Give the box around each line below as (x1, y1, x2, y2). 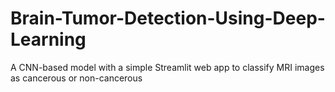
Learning (10, 28, 87, 51)
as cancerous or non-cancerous (10, 72, 143, 84)
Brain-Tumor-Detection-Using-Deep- (10, 7, 326, 30)
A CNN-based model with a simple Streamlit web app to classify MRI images (10, 61, 325, 73)
